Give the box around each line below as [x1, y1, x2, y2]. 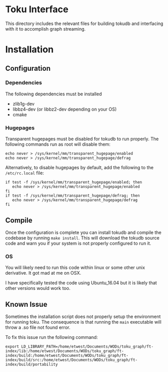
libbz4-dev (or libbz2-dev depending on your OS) [12, 106, 117, 112]
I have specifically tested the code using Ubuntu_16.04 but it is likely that [5, 280, 157, 286]
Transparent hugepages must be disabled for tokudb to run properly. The [5, 136, 159, 142]
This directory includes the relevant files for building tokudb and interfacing [5, 20, 164, 26]
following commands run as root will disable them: [5, 141, 111, 147]
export [5, 344, 19, 350]
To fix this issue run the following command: [5, 334, 98, 340]
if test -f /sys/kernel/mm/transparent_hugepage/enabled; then [5, 180, 143, 185]
